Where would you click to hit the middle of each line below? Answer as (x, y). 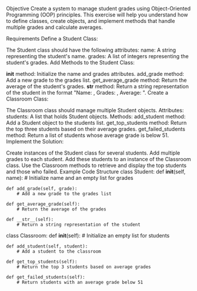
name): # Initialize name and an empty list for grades (70, 178)
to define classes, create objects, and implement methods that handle (91, 21)
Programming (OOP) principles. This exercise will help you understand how (97, 15)
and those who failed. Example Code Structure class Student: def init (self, (96, 172)
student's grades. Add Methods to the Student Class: (71, 62)
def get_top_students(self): (42, 262)
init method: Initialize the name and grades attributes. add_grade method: (95, 74)
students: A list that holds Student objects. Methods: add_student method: (96, 116)
